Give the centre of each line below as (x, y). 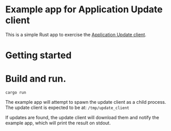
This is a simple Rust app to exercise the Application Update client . (76, 34)
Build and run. (36, 79)
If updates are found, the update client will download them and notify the (82, 118)
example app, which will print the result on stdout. (58, 123)
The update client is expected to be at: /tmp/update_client (67, 108)
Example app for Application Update (84, 10)
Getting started (39, 55)
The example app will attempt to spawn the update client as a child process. (86, 102)
